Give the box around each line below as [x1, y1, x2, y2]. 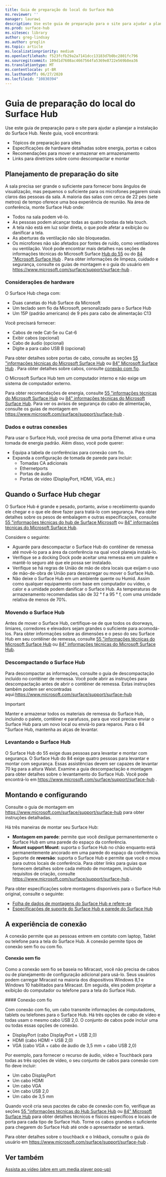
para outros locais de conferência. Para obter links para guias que [12, 860, 147, 866]
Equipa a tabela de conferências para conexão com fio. [12, 450, 125, 456]
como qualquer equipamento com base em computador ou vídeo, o [12, 581, 150, 587]
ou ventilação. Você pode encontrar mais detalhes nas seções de [12, 245, 146, 251]
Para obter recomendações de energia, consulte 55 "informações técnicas [5, 390, 157, 396]
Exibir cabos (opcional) [12, 334, 60, 340]
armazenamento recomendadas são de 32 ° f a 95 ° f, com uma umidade [12, 591, 161, 597]
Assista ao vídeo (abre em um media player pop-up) [5, 1167, 111, 1173]
